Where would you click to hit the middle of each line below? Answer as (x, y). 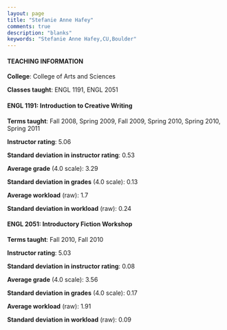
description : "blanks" (40, 33)
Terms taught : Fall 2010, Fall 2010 (55, 239)
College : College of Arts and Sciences (61, 76)
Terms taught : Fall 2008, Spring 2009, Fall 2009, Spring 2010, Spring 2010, (114, 121)
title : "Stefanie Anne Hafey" (51, 20)
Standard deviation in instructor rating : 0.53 (71, 155)
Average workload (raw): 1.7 (48, 195)
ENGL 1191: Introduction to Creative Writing (70, 105)
